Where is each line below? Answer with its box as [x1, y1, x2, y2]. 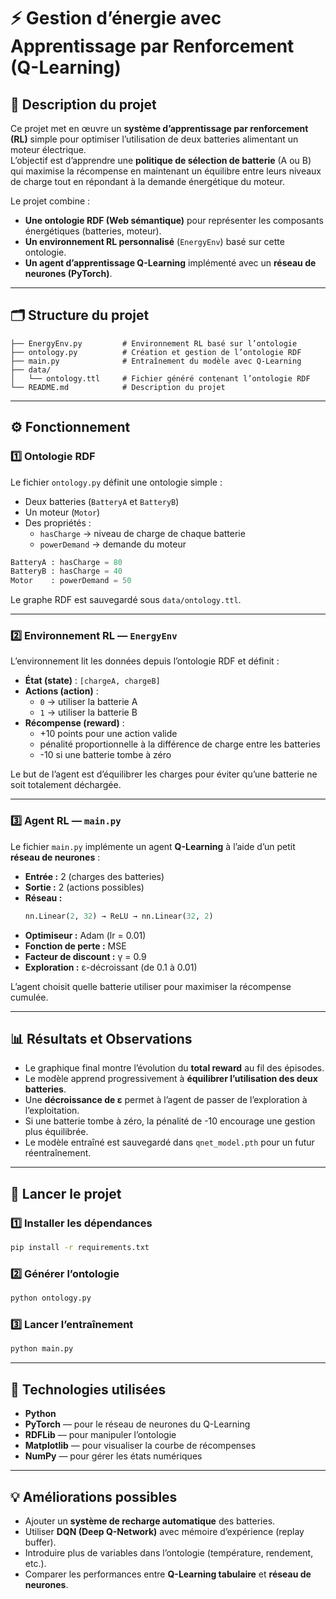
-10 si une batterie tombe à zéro [39, 749, 172, 761]
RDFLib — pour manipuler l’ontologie [24, 1429, 177, 1441]
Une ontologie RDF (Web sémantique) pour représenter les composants [24, 215, 324, 226]
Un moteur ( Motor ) [24, 506, 101, 518]
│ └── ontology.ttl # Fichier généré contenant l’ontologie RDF [10, 373, 311, 384]
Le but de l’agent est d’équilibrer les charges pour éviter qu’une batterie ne [10, 768, 318, 780]
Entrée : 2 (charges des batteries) [24, 870, 165, 882]
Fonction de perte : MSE [24, 940, 127, 952]
